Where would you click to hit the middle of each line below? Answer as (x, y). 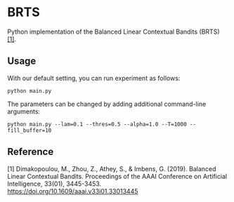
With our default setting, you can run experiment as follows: (94, 78)
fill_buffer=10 (30, 130)
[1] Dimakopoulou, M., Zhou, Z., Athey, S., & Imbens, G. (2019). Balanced (112, 168)
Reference (31, 152)
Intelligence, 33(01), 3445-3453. (54, 184)
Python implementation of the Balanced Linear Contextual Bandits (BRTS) (113, 32)
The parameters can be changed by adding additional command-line (107, 104)
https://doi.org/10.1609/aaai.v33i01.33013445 (73, 191)
